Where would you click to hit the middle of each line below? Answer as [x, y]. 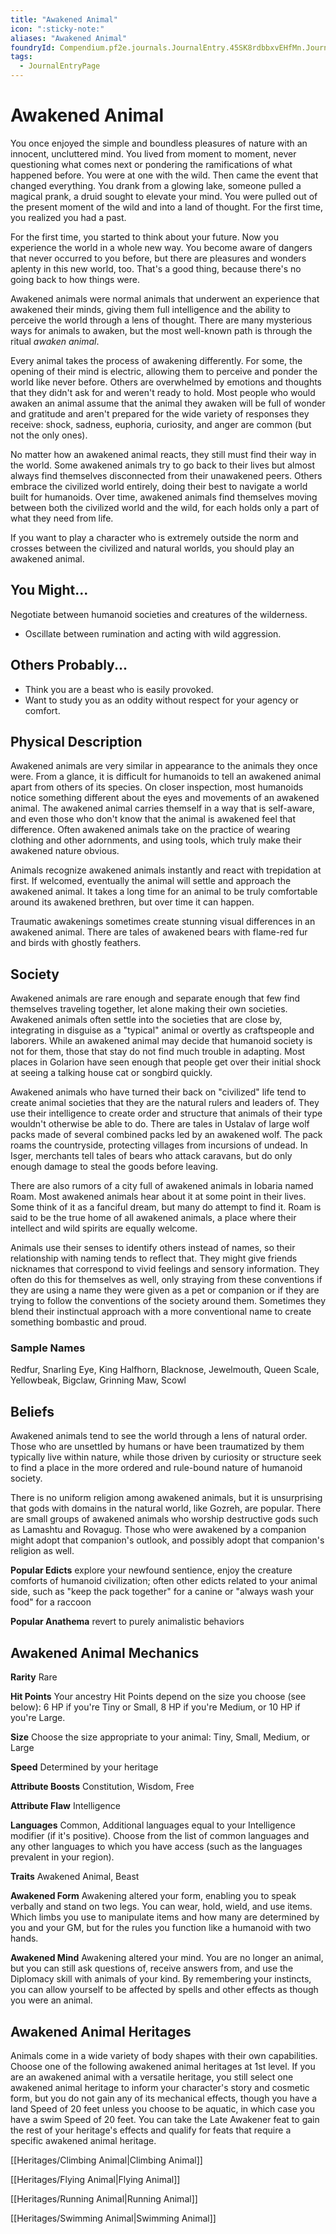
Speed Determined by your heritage [84, 1767]
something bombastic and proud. [78, 1322]
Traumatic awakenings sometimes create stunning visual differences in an [163, 922]
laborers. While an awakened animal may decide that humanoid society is [161, 1041]
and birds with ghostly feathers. [76, 943]
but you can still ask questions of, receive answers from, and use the [152, 1968]
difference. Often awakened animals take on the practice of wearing [150, 830]
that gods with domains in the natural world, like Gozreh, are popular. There [166, 1508]
